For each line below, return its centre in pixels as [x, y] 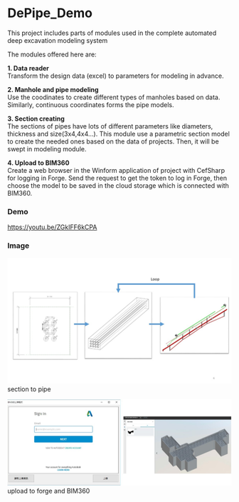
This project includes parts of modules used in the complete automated [112, 33]
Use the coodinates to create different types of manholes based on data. [114, 97]
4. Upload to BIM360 [38, 163]
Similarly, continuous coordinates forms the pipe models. [91, 104]
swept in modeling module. [47, 149]
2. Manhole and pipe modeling [53, 89]
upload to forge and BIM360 [49, 491]
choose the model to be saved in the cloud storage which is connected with [118, 185]
